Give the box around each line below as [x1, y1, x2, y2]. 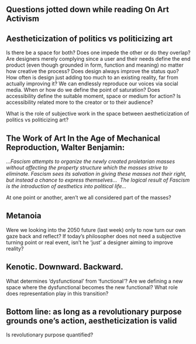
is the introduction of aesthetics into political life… [6, 183, 127, 190]
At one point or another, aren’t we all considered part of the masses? [6, 194, 171, 201]
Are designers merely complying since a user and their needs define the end [6, 55, 191, 62]
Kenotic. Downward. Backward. [6, 262, 124, 272]
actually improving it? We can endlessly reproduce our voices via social [6, 80, 178, 87]
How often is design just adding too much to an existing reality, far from [6, 74, 178, 81]
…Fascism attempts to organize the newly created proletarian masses [6, 158, 176, 165]
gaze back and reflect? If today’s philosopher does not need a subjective [6, 232, 181, 239]
